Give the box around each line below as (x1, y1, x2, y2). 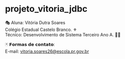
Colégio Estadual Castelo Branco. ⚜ (5, 27, 77, 32)
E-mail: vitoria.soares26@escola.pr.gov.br (5, 48, 89, 54)
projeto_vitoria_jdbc (5, 3, 88, 15)
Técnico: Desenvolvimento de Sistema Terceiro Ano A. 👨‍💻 (5, 31, 121, 37)
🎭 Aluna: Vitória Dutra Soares (5, 19, 66, 25)
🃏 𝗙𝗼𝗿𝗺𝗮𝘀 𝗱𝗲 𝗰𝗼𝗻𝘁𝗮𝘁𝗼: (5, 41, 55, 47)
